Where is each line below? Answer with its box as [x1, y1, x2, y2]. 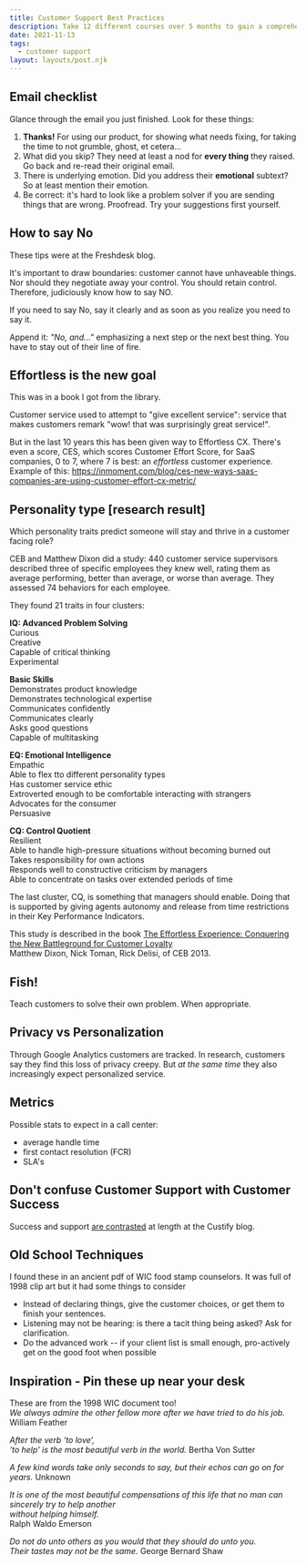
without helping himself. [9, 1509, 99, 1519]
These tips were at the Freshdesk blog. [9, 250, 157, 261]
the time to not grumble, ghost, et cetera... [22, 140, 182, 151]
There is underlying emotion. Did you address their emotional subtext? [22, 169, 289, 180]
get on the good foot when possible [22, 1347, 157, 1358]
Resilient [9, 835, 42, 846]
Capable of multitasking [9, 732, 99, 743]
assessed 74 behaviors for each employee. [9, 582, 171, 593]
